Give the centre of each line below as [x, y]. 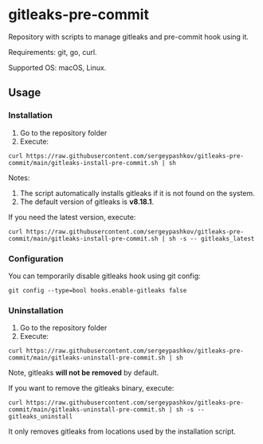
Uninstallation [36, 310]
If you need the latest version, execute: [72, 217]
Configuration [36, 258]
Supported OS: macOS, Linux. [57, 67]
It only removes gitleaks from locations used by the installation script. [122, 431]
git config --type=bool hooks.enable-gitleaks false [98, 290]
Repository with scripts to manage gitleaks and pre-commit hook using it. [129, 37]
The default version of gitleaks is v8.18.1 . [86, 202]
